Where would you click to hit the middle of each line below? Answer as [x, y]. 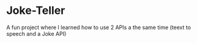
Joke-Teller [36, 11]
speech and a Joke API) [36, 33]
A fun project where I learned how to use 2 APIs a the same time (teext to [99, 27]
